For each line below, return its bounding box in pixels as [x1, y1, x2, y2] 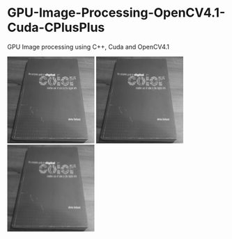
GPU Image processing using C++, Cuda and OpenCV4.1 [7, 42, 169, 51]
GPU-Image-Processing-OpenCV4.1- [7, 5, 226, 21]
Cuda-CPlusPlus [7, 19, 105, 35]
